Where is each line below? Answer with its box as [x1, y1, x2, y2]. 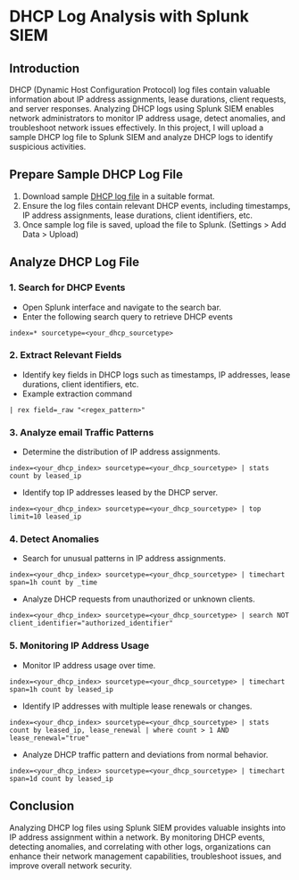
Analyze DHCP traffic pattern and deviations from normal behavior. [21, 749, 269, 760]
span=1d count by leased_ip [9, 774, 114, 783]
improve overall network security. [9, 859, 132, 871]
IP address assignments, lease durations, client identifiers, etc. [21, 210, 253, 220]
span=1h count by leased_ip [9, 685, 114, 693]
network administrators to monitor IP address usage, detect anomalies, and [9, 113, 286, 123]
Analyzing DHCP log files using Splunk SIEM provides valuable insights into [9, 822, 287, 833]
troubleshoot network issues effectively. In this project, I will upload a [9, 122, 264, 133]
